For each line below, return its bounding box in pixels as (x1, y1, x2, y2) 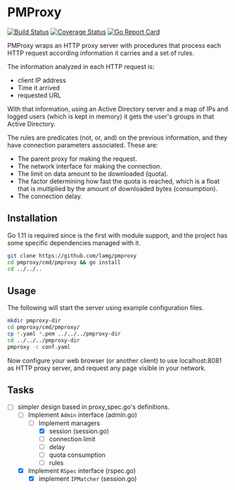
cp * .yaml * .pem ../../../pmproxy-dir (7, 330, 121, 337)
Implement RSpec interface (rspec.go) (27, 466, 136, 474)
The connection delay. (17, 192, 82, 200)
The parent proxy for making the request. (17, 154, 137, 163)
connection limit (49, 434, 96, 443)
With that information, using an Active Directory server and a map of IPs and (7, 104, 229, 113)
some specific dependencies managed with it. (7, 238, 141, 247)
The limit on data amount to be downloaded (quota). (17, 169, 169, 178)
